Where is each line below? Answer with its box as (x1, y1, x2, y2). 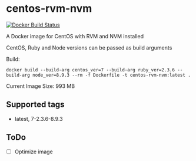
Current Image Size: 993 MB (6, 82, 75, 90)
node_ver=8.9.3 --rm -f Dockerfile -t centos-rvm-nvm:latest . (32, 72, 191, 78)
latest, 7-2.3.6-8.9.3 (14, 115, 63, 122)
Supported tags (6, 100, 65, 110)
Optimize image (14, 148, 53, 155)
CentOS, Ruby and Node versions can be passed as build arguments (6, 44, 172, 51)
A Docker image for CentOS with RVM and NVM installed (6, 32, 144, 40)
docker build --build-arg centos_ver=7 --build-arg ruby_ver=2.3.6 (6, 67, 175, 73)
